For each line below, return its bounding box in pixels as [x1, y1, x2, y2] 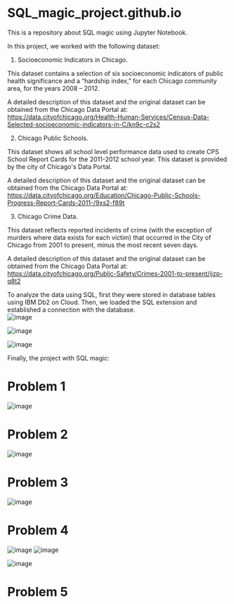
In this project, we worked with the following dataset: [7, 42, 160, 50]
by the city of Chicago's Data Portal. [7, 162, 112, 170]
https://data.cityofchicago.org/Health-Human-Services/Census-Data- [7, 113, 209, 121]
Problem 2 [7, 427, 68, 443]
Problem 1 [7, 379, 66, 395]
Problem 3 [7, 474, 69, 490]
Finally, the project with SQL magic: [7, 353, 110, 362]
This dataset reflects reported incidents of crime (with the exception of [7, 225, 212, 234]
